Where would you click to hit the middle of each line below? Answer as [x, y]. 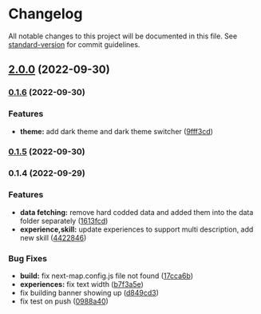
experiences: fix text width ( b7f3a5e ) [81, 284]
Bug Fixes [28, 258]
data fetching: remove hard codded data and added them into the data [136, 212]
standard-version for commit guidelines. [74, 44]
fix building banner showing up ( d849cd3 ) [89, 292]
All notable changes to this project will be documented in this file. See [123, 36]
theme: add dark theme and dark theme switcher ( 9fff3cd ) [117, 131]
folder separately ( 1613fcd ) [64, 221]
